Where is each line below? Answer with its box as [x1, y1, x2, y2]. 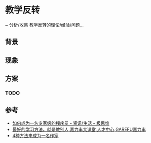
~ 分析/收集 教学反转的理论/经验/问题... [5, 22, 84, 28]
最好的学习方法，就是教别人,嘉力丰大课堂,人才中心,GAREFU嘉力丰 [12, 126, 146, 132]
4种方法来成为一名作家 [12, 132, 59, 139]
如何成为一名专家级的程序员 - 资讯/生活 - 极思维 [12, 120, 110, 126]
